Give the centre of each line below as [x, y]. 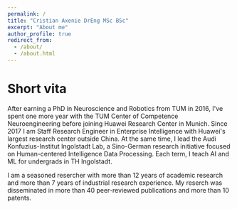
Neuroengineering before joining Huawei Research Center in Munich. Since [117, 123]
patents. [20, 198]
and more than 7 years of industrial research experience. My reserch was [115, 183]
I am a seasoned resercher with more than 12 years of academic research [115, 175]
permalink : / [27, 14]
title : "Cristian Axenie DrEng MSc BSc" [68, 21]
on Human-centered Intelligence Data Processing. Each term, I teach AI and [118, 154]
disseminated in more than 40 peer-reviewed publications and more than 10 [118, 190]
